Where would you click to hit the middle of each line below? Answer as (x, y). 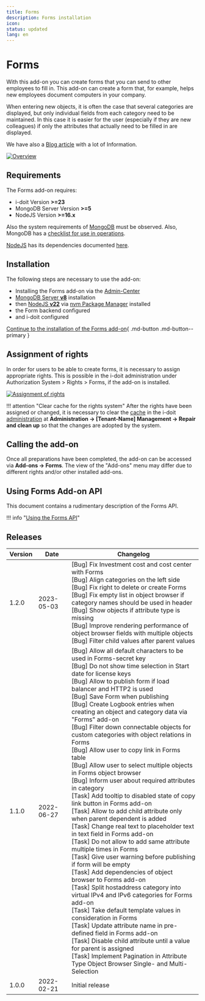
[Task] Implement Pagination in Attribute (129, 956)
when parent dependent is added (119, 818)
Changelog (133, 554)
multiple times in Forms (105, 849)
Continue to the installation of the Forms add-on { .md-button (83, 329)
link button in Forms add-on (112, 803)
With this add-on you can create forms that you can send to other (89, 82)
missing (82, 617)
